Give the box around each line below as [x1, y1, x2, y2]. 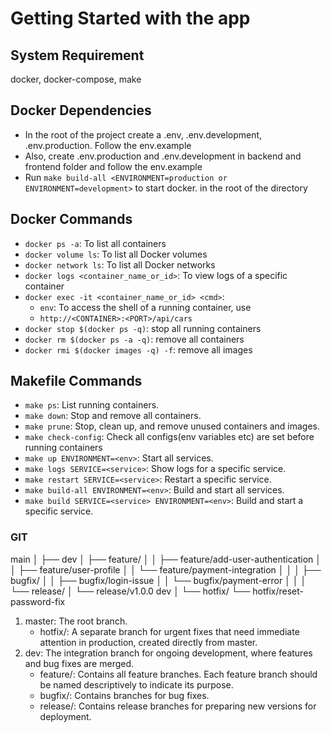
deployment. [39, 710, 92, 722]
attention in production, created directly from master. [39, 636, 258, 648]
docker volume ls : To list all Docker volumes [24, 248, 208, 260]
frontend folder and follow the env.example [24, 160, 203, 172]
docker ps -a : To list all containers [24, 237, 167, 249]
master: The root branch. [24, 615, 128, 627]
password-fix [10, 595, 66, 607]
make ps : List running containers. [24, 399, 160, 411]
